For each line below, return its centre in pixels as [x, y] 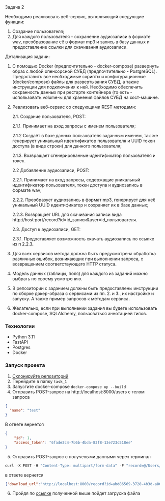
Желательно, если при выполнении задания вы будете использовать [85, 308]
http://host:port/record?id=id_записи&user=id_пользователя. [75, 220]
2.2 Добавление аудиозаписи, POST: [51, 170]
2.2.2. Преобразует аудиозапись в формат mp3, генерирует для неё [84, 200]
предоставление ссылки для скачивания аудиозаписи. [70, 47]
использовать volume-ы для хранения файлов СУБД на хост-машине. [85, 97]
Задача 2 [15, 7]
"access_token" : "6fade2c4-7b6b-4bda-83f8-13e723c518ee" [73, 442]
